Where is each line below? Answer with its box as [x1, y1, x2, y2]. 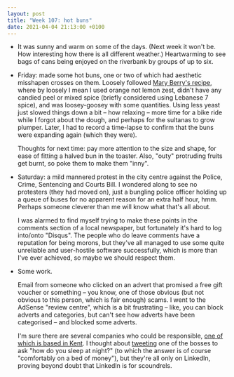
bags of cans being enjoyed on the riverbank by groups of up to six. [17, 58, 214, 66]
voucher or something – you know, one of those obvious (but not [17, 289, 205, 297]
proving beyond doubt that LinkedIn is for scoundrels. [17, 362, 173, 370]
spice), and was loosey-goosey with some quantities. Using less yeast [17, 101, 221, 110]
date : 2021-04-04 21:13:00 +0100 [7, 23, 105, 30]
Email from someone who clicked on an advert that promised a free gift [17, 281, 223, 289]
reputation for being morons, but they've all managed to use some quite [17, 239, 225, 247]
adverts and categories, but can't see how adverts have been [17, 310, 195, 319]
